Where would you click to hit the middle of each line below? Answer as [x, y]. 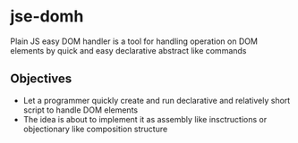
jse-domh [47, 17]
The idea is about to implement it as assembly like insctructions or [145, 119]
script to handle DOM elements [80, 110]
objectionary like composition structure [95, 129]
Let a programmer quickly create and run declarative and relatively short [157, 100]
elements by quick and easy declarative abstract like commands [128, 50]
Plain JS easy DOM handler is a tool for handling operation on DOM [134, 41]
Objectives [41, 79]
